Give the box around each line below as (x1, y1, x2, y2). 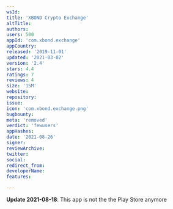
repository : (6, 94, 37, 100)
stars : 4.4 (6, 65, 34, 72)
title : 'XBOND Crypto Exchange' (6, 15, 89, 21)
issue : (6, 100, 23, 106)
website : (6, 89, 29, 95)
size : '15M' (6, 83, 37, 89)
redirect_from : (6, 163, 45, 169)
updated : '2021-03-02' (6, 54, 64, 61)
